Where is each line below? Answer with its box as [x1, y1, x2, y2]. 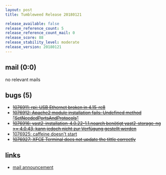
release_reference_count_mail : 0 [5, 31, 75, 36]
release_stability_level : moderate [5, 40, 80, 45]
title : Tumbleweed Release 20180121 [5, 12, 82, 17]
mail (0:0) [5, 63, 37, 72]
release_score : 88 [5, 35, 44, 40]
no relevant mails [5, 76, 41, 82]
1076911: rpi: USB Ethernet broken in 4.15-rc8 [12, 104, 106, 111]
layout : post [5, 7, 33, 13]
